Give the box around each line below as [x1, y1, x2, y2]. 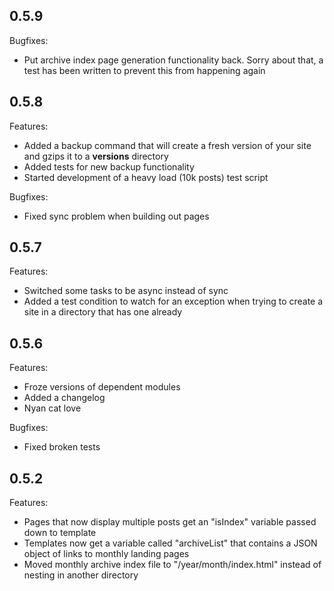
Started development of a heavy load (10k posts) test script [23, 171, 269, 183]
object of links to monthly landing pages [23, 548, 190, 560]
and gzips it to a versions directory [23, 150, 169, 162]
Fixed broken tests [23, 441, 101, 453]
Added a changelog [23, 392, 106, 404]
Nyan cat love [23, 402, 82, 414]
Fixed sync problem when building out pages [23, 210, 210, 222]
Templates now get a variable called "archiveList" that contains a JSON [23, 537, 318, 549]
